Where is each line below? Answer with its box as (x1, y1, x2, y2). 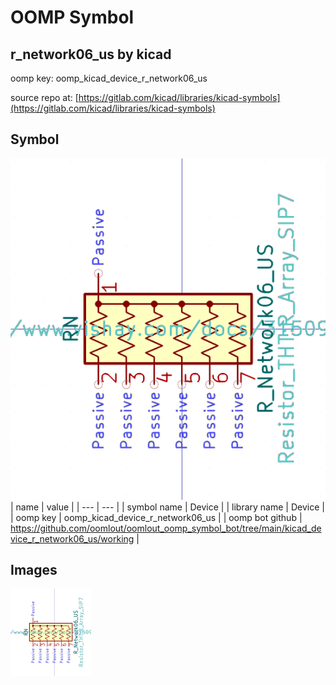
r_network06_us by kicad (10, 46, 172, 63)
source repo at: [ (10, 92, 79, 103)
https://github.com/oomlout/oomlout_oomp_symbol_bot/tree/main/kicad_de (10, 522, 322, 534)
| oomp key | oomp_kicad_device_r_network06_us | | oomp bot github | (10, 511, 303, 523)
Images (10, 562, 58, 579)
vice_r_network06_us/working (10, 532, 135, 545)
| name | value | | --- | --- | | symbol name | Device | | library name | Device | (10, 501, 325, 513)
